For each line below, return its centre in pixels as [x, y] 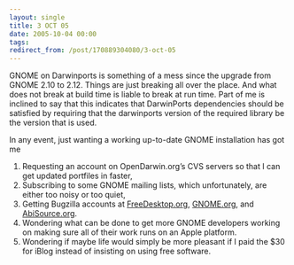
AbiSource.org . [50, 214]
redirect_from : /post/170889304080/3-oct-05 [93, 51]
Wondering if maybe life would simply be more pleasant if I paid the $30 [153, 242]
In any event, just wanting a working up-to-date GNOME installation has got [147, 140]
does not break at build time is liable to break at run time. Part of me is [137, 95]
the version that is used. [53, 123]
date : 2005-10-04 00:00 [53, 34]
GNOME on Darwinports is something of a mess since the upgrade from [140, 75]
